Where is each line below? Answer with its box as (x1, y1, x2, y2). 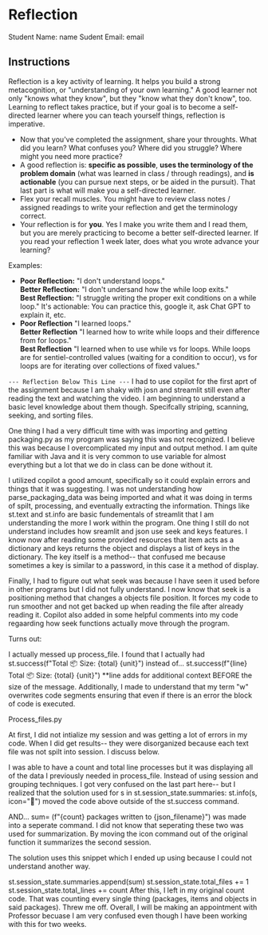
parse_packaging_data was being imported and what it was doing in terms (8, 492, 253, 501)
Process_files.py (8, 714, 62, 724)
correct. (19, 210, 46, 221)
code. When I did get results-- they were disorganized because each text (8, 738, 249, 748)
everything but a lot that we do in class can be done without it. (8, 460, 213, 469)
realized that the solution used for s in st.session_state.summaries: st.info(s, (8, 788, 258, 797)
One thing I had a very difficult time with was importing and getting (8, 426, 228, 435)
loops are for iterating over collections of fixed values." (19, 361, 200, 370)
